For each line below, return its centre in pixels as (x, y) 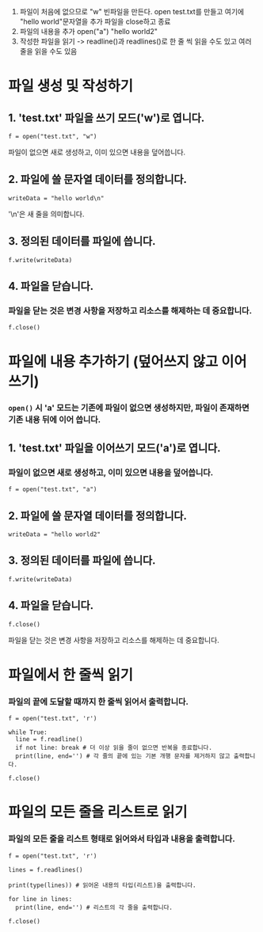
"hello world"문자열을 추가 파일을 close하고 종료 (95, 21)
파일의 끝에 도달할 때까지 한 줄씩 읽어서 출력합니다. (98, 702)
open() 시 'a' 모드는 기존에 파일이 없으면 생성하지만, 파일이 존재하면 (129, 408)
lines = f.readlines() (46, 869)
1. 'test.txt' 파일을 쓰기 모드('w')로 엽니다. (107, 118)
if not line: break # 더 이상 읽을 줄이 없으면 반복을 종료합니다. (114, 748)
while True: (28, 732)
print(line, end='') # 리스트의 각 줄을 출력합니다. (94, 907)
